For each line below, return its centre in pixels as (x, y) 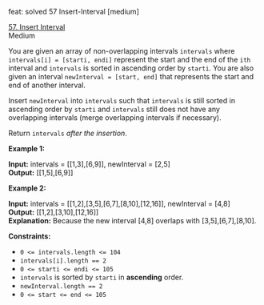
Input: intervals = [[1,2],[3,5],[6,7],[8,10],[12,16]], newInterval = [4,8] (119, 204)
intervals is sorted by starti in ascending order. (102, 277)
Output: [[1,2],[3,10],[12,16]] (54, 212)
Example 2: (27, 188)
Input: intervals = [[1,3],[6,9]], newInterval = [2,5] (89, 164)
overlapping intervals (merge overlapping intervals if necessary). (115, 118)
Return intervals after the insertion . (68, 133)
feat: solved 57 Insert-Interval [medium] (74, 12)
